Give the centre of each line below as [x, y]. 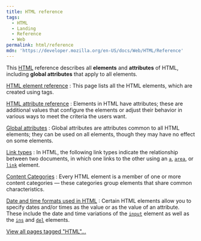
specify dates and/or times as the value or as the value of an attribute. [93, 207]
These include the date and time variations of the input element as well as [98, 213]
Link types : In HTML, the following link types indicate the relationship [92, 152]
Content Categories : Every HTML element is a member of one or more [94, 176]
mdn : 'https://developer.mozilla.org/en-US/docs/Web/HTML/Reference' [95, 51]
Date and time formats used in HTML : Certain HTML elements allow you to [99, 200]
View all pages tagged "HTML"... [46, 231]
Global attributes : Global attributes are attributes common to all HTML [93, 128]
